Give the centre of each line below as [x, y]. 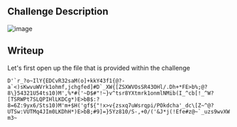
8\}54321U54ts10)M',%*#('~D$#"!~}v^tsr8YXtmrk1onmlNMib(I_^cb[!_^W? [111, 93]
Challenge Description [58, 12]
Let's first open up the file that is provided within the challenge [99, 68]
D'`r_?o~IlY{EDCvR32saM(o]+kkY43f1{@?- [66, 80]
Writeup [26, 51]
